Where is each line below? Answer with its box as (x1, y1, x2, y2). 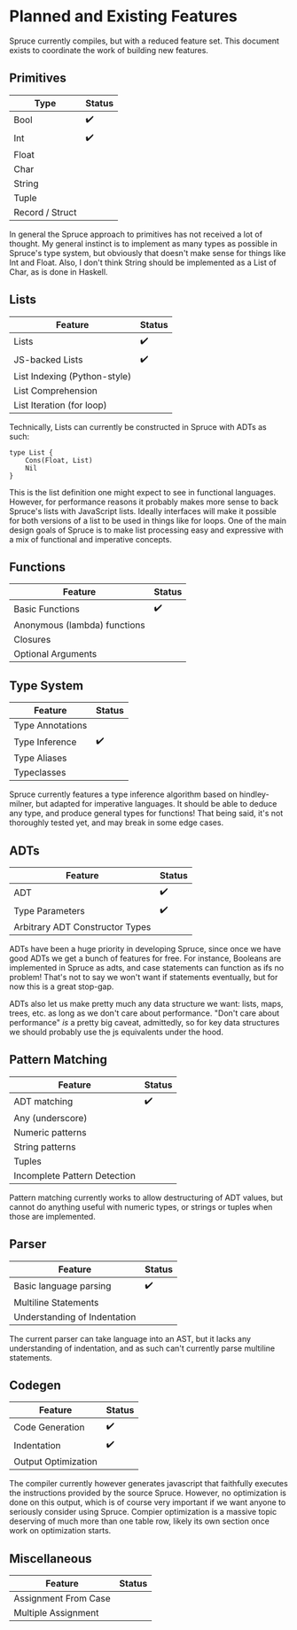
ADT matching (13, 1096, 74, 1108)
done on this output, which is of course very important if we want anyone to (9, 1497, 286, 1508)
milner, (9, 799, 34, 809)
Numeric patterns (13, 1126, 87, 1138)
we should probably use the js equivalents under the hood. (9, 1026, 224, 1037)
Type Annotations (13, 720, 88, 732)
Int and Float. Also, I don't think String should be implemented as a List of (9, 257, 277, 268)
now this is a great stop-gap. (9, 981, 114, 992)
